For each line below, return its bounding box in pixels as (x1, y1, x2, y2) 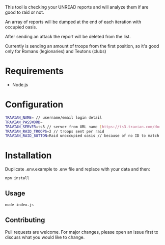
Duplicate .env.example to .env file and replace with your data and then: (5, 166, 151, 172)
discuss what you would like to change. (5, 234, 85, 240)
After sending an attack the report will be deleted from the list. (5, 34, 131, 39)
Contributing (5, 216, 45, 224)
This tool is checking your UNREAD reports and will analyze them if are (5, 4, 149, 10)
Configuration (5, 99, 64, 110)
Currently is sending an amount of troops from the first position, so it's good (5, 43, 160, 49)
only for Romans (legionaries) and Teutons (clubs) (5, 49, 107, 54)
